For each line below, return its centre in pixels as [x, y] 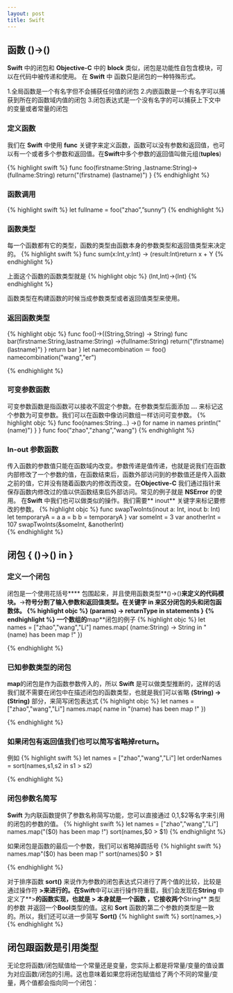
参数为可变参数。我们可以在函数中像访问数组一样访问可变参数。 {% [109, 415]
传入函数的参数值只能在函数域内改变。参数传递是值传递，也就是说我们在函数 [116, 466]
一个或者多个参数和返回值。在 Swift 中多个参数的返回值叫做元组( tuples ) [120, 153]
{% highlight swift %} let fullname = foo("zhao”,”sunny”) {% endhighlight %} [115, 210]
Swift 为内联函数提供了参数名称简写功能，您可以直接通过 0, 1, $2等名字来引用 [116, 815]
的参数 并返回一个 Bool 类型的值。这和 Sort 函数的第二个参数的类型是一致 [111, 908]
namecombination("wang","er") [52, 357]
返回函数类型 [29, 318]
